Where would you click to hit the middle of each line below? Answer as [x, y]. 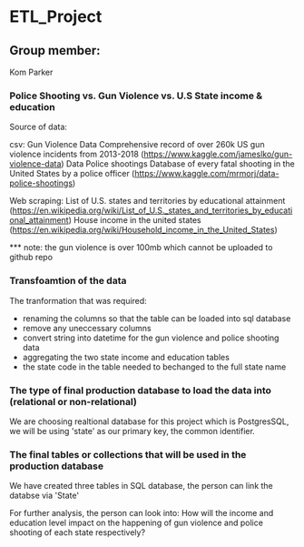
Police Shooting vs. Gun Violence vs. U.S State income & [136, 96]
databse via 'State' [44, 496]
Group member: [55, 51]
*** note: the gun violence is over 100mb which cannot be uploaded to [141, 248]
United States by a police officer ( [72, 174]
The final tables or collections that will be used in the [128, 454]
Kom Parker [31, 72]
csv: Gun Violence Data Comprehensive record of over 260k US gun [137, 145]
